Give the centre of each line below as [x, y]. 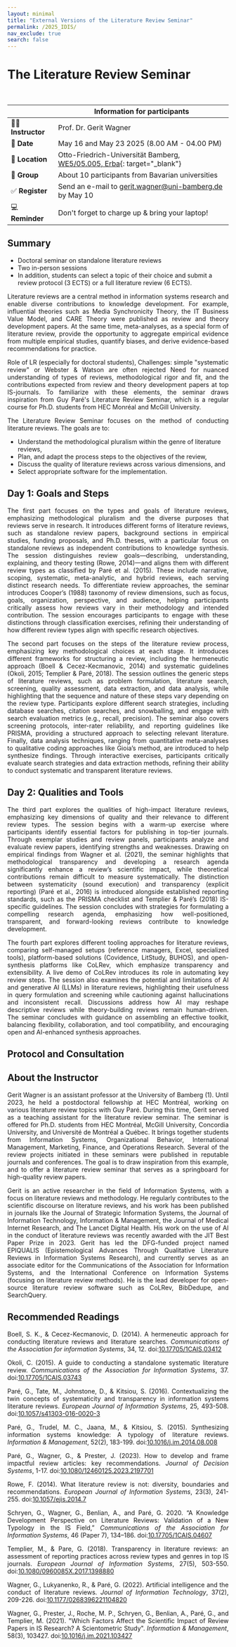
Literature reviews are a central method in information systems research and [118, 296]
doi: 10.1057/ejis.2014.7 [54, 1499]
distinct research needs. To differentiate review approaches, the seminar [118, 585]
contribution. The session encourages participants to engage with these [118, 615]
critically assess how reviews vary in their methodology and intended [118, 608]
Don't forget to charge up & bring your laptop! [133, 213]
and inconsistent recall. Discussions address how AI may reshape [118, 1002]
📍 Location [29, 159]
